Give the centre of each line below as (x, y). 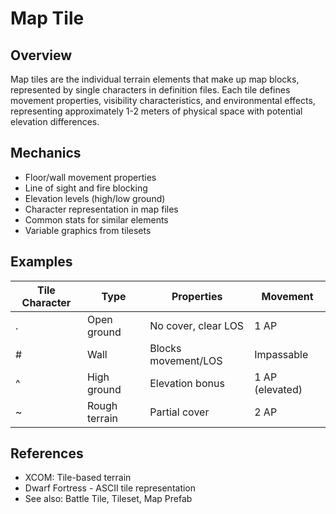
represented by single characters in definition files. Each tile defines (150, 90)
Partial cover (179, 412)
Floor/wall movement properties (90, 177)
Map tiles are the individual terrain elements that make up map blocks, (155, 79)
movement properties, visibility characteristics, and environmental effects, (163, 100)
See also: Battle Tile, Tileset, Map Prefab (108, 499)
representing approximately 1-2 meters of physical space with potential (156, 111)
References (47, 453)
